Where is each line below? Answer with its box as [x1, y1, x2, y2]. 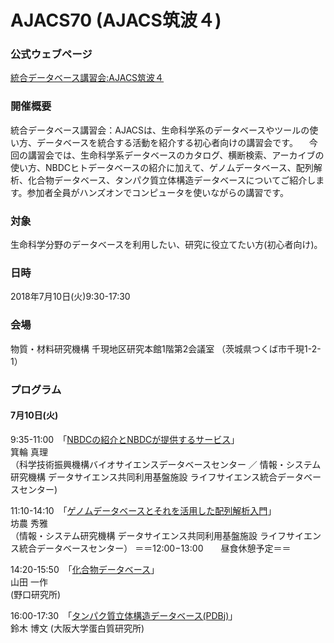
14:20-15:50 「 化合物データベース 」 [10, 563, 160, 575]
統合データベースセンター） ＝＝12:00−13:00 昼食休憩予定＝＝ [18, 542, 292, 554]
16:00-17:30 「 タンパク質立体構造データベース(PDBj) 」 [10, 609, 238, 621]
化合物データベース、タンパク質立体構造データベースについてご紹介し [27, 174, 317, 186]
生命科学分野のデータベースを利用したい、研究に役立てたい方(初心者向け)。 [10, 239, 323, 251]
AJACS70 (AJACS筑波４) [10, 9, 222, 32]
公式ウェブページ [10, 47, 93, 61]
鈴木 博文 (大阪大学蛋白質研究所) [10, 622, 145, 634]
